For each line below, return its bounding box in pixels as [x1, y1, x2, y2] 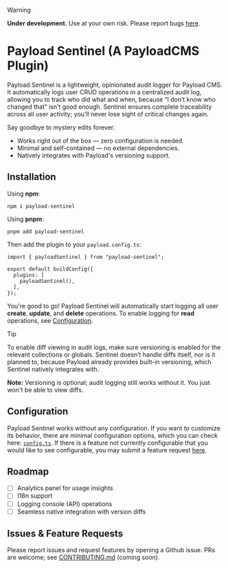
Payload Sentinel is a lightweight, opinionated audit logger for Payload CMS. [7, 81, 223, 89]
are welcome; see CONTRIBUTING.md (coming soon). [7, 554, 160, 562]
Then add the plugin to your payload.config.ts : [7, 240, 142, 249]
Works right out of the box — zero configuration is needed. [16, 136, 184, 145]
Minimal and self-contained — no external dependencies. [16, 144, 180, 152]
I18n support [16, 492, 53, 500]
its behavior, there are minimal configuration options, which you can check [7, 431, 218, 439]
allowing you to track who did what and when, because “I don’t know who [7, 95, 216, 103]
